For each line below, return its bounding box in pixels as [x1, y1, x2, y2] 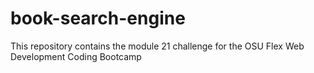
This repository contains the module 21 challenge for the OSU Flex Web [10, 40, 305, 52]
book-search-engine [10, 7, 186, 30]
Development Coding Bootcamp [10, 50, 142, 62]
